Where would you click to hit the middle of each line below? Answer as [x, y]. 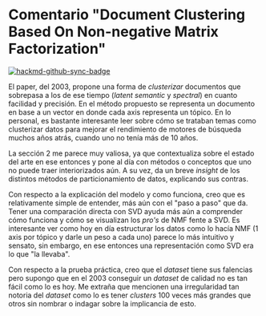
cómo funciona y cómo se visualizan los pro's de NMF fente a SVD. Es [124, 220]
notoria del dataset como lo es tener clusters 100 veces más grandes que [130, 295]
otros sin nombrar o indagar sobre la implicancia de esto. [102, 303]
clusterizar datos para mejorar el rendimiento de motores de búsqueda [125, 129]
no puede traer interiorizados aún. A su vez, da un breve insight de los [124, 170]
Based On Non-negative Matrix [113, 32]
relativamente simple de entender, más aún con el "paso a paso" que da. [128, 203]
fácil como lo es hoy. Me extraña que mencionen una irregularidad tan [124, 286]
